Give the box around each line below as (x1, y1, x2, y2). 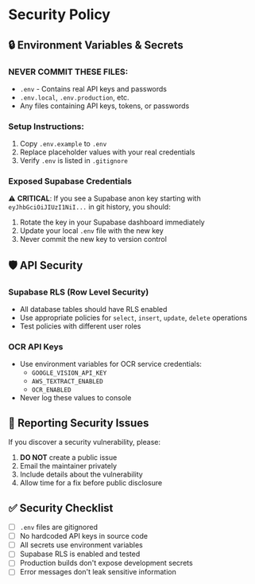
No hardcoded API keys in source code (19, 531, 149, 541)
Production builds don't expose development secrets (19, 559, 193, 568)
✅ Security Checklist (8, 501, 114, 515)
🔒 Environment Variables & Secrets (8, 38, 184, 52)
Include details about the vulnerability (19, 469, 143, 479)
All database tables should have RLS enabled (19, 305, 168, 314)
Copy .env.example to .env (19, 139, 107, 149)
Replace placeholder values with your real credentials (19, 147, 195, 157)
